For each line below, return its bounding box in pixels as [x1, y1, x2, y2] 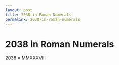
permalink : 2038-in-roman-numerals [5, 17, 81, 22]
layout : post [5, 7, 33, 13]
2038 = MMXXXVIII [5, 55, 46, 61]
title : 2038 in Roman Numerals [5, 12, 71, 17]
